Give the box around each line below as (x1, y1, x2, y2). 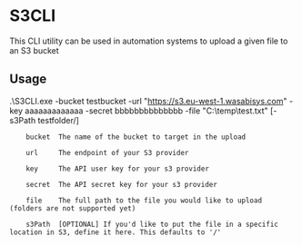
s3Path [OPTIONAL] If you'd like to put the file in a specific (25, 220, 279, 229)
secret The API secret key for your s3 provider (25, 180, 218, 189)
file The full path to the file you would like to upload (25, 196, 262, 205)
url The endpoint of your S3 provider (25, 148, 189, 157)
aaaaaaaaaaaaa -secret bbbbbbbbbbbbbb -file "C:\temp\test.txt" (25, 105, 268, 116)
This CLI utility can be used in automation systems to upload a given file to (9, 35, 288, 46)
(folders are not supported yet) (9, 203, 136, 213)
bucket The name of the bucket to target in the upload (25, 132, 247, 142)
